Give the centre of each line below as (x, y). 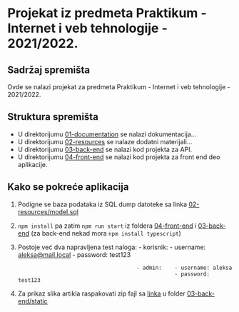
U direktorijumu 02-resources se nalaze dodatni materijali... (105, 141)
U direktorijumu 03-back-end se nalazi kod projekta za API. (105, 149)
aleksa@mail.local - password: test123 (74, 254)
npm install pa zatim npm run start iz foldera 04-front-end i (107, 226)
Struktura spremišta (53, 117)
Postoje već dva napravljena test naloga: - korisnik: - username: (112, 247)
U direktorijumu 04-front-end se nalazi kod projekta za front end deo (119, 157)
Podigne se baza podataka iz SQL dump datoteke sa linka (102, 204)
